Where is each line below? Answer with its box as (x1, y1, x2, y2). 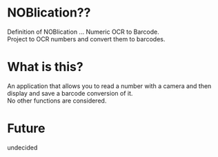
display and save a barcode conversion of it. (7, 89, 133, 97)
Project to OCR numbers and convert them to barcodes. (7, 34, 166, 43)
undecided (7, 143, 38, 151)
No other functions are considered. (7, 96, 107, 105)
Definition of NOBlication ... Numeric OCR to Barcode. (7, 28, 160, 36)
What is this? (7, 59, 84, 75)
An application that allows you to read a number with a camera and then (7, 81, 212, 90)
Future (7, 121, 46, 136)
